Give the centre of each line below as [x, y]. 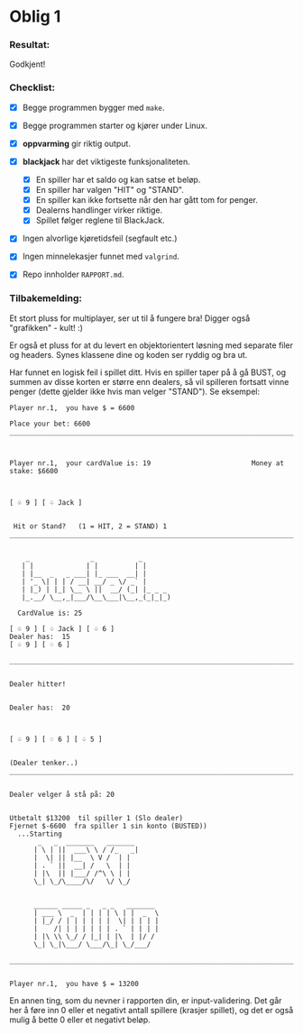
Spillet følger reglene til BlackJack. [100, 220]
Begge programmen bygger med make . [93, 107]
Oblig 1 [35, 17]
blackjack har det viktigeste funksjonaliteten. [106, 161]
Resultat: [30, 45]
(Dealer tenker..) [44, 763]
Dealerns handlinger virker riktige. [99, 210]
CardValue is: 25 [50, 613]
